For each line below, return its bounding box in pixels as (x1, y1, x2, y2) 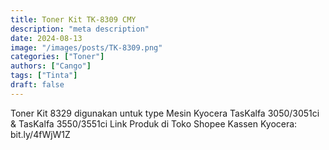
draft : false (10, 80, 65, 90)
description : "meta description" (10, 24, 150, 34)
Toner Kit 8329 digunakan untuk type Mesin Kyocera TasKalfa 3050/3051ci (10, 107, 320, 119)
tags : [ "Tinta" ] (10, 71, 78, 81)
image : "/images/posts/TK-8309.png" (10, 42, 163, 53)
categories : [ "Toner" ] (10, 52, 105, 62)
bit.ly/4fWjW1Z (10, 128, 71, 140)
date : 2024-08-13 (10, 33, 83, 43)
